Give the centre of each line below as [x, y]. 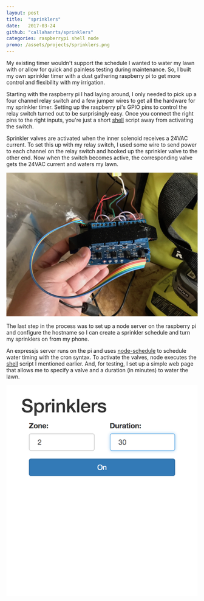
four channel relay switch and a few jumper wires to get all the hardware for [101, 101]
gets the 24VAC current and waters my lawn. [62, 164]
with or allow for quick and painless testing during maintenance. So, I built [99, 69]
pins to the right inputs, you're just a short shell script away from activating [100, 120]
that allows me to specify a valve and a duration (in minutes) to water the [97, 370]
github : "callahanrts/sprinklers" [50, 32]
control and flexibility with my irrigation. [56, 82]
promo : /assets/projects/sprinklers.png [58, 45]
